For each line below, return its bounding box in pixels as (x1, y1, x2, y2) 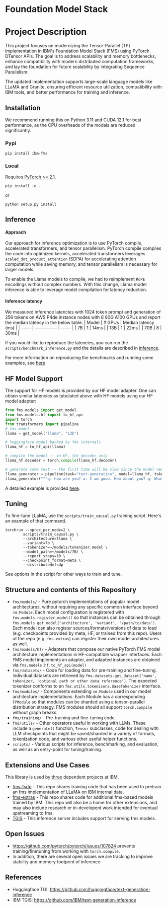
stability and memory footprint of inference (12, 858, 101, 865)
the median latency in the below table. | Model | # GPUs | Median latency (5, 319, 155, 326)
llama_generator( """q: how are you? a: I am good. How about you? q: (5, 476, 153, 481)
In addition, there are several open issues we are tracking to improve (12, 853, 153, 859)
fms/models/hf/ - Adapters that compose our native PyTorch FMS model (12, 646, 161, 652)
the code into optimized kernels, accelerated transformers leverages (5, 251, 146, 257)
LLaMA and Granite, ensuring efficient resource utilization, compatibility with (5, 84, 162, 90)
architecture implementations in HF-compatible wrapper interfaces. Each (12, 652, 162, 658)
